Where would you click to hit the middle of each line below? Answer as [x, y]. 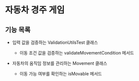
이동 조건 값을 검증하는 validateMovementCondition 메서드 [77, 53]
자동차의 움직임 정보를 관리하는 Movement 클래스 [60, 63]
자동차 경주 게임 [35, 10]
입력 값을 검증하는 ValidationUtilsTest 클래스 [55, 42]
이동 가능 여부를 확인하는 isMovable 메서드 [61, 74]
